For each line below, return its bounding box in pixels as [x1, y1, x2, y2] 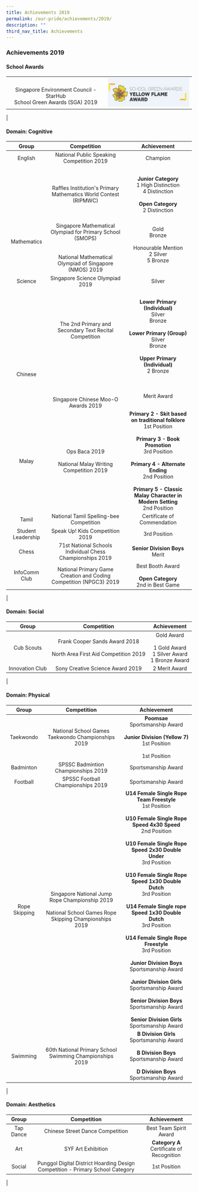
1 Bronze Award [150, 656, 190, 663]
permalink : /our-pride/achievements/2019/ [6, 15, 112, 22]
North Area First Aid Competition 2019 [51, 650, 146, 657]
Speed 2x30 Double [131, 846, 181, 854]
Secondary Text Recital [57, 326, 114, 333]
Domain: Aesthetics [6, 1101, 56, 1108]
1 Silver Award [152, 650, 187, 657]
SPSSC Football [62, 775, 100, 782]
